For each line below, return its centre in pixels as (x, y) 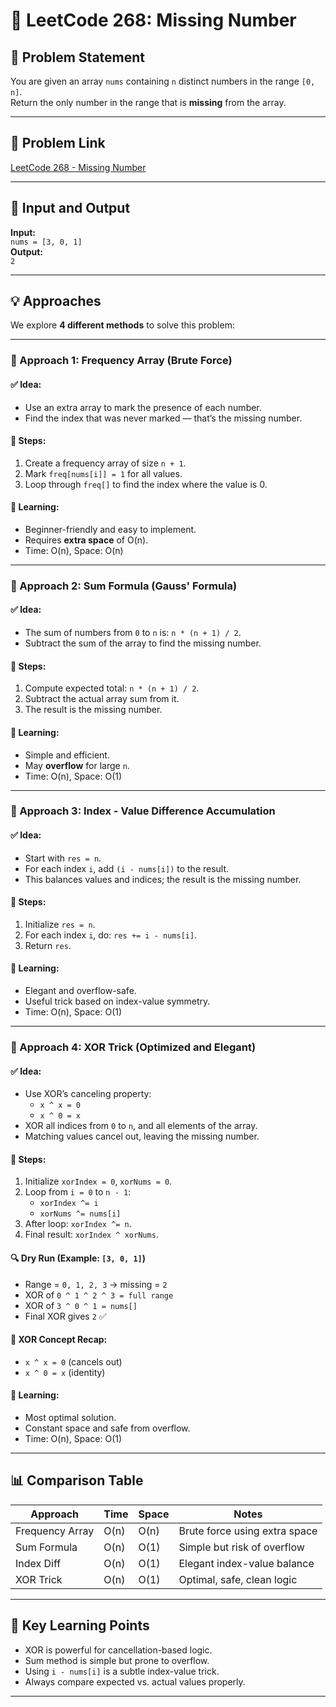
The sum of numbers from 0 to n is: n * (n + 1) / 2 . (133, 633)
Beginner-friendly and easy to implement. (110, 529)
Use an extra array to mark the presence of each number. (143, 407)
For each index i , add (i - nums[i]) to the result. (127, 868)
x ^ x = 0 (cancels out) (73, 1361)
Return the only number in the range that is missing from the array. (148, 102)
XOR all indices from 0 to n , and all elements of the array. (141, 1126)
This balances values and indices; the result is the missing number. (163, 879)
